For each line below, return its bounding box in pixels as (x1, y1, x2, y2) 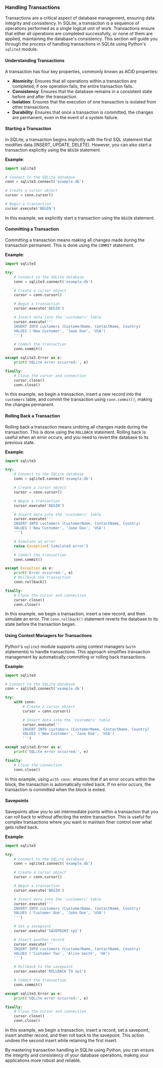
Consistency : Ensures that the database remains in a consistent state (12, 88, 152, 94)
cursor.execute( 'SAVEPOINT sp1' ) (14, 928, 82, 934)
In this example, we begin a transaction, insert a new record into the (5, 391, 142, 397)
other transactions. (12, 104, 50, 110)
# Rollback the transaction (14, 575, 71, 580)
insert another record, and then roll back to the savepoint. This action (5, 1032, 144, 1038)
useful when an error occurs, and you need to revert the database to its (5, 434, 149, 440)
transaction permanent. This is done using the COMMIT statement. (5, 242, 135, 248)
